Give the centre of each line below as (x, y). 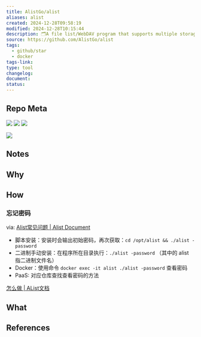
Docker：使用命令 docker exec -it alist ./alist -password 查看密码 (101, 268)
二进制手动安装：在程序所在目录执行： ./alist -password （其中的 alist (102, 253)
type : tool (20, 68)
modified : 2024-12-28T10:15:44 (45, 29)
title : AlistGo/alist (33, 12)
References (28, 328)
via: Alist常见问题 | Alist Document (48, 227)
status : (16, 85)
